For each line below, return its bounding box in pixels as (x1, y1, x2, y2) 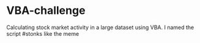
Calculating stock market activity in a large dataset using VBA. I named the (6, 24, 194, 31)
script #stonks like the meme (6, 30, 80, 37)
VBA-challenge (6, 4, 86, 18)
